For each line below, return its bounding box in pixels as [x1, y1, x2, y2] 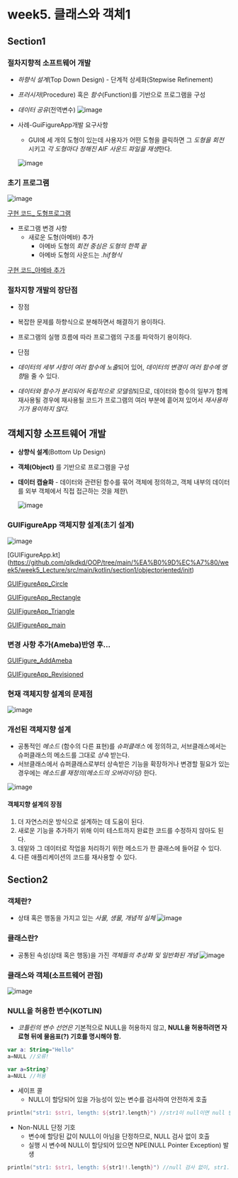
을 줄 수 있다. [23, 372, 59, 381]
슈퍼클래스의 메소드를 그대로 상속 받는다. [17, 751, 130, 760]
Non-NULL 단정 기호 [17, 1123, 76, 1131]
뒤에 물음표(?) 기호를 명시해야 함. [30, 1032, 122, 1041]
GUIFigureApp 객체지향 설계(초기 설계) [7, 520, 135, 530]
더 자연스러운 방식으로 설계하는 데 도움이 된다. [17, 817, 145, 826]
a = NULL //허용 [7, 1072, 46, 1079]
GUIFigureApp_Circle [7, 579, 69, 588]
